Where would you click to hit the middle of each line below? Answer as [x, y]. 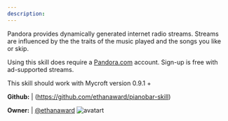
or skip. [18, 48]
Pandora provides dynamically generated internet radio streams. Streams [113, 34]
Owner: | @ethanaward [41, 110]
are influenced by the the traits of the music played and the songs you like [114, 41]
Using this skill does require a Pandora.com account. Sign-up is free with [113, 62]
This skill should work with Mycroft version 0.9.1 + [79, 83]
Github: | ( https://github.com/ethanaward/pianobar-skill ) [89, 97]
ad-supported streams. [41, 69]
